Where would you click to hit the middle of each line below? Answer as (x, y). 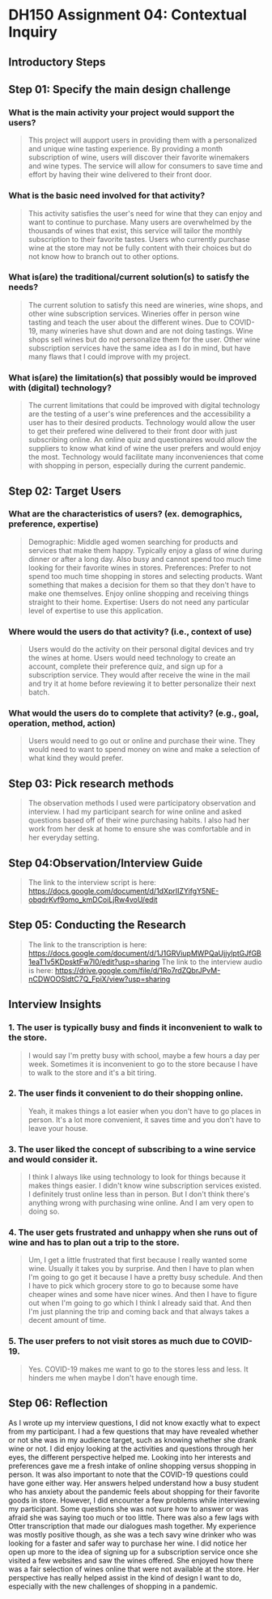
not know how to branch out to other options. (104, 256)
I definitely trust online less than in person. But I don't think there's (139, 1194)
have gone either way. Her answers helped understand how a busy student (134, 1482)
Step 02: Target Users (65, 491)
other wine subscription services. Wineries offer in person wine (134, 313)
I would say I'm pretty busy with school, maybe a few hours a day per (144, 1055)
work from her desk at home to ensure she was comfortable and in (139, 829)
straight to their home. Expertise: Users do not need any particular (138, 602)
